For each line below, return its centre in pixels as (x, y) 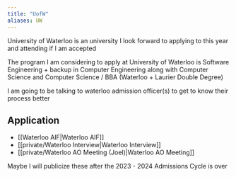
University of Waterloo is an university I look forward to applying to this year (118, 40)
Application (34, 120)
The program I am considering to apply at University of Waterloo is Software (118, 62)
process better (29, 98)
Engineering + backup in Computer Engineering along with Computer (108, 69)
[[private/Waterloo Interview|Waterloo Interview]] (89, 145)
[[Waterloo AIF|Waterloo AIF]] (61, 137)
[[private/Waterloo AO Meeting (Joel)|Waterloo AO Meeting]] (106, 152)
